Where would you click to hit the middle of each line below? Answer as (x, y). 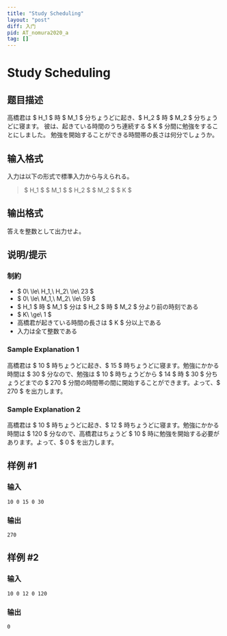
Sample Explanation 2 (44, 409)
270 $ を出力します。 (37, 391)
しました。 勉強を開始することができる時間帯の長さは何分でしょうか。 (119, 135)
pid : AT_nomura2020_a (38, 33)
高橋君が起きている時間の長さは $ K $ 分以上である (89, 322)
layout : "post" (29, 20)
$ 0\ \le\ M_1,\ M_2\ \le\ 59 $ (56, 298)
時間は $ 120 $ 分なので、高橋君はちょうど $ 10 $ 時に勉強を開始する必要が (113, 434)
